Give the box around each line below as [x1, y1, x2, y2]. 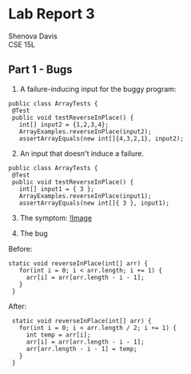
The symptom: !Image [19, 213, 93, 222]
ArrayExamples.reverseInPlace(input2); [18, 127, 152, 136]
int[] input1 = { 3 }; [18, 185, 94, 193]
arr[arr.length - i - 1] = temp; [26, 344, 137, 352]
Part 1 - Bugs [8, 63, 73, 77]
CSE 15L [8, 39, 36, 49]
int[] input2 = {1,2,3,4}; [18, 121, 109, 129]
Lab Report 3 [8, 5, 95, 23]
